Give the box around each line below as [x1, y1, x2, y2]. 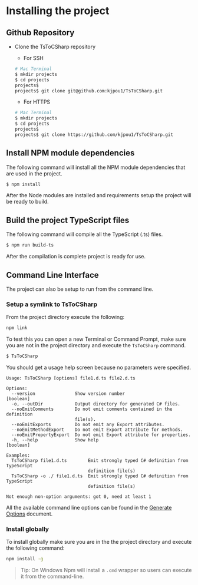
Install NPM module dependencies [6, 148, 135, 158]
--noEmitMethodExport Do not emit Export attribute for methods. [11, 427, 183, 433]
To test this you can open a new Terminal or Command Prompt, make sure [6, 335, 186, 343]
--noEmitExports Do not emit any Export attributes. [11, 421, 165, 427]
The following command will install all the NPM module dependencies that [6, 164, 186, 171]
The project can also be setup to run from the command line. [6, 285, 154, 292]
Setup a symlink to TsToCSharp [6, 300, 98, 308]
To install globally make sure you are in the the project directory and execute [6, 539, 192, 546]
